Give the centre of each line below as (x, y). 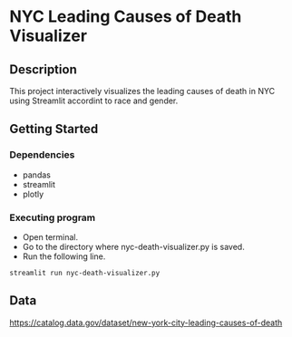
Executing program (53, 217)
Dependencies (42, 155)
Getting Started (54, 129)
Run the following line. (64, 256)
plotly (33, 194)
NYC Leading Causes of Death (126, 17)
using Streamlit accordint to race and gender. (94, 101)
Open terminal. (50, 236)
